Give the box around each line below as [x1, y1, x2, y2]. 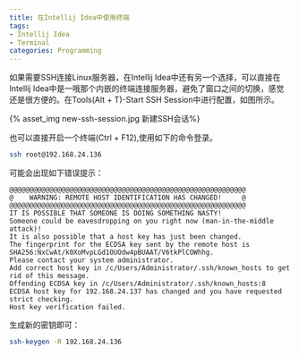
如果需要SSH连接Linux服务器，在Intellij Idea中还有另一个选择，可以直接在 [9, 72, 281, 83]
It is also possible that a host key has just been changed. [9, 232, 243, 241]
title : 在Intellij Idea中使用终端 [9, 13, 130, 22]
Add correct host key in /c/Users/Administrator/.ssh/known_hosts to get [9, 264, 291, 273]
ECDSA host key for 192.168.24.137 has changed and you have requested [9, 287, 282, 296]
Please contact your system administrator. [9, 256, 175, 265]
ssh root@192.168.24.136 [9, 150, 102, 159]
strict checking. [9, 295, 74, 304]
